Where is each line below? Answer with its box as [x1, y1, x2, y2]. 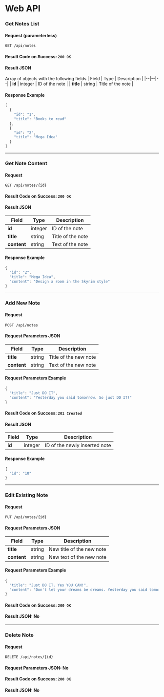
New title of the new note [48, 545, 106, 552]
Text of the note [52, 240, 88, 247]
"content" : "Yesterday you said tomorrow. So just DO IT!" [9, 395, 132, 400]
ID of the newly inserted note [44, 442, 111, 449]
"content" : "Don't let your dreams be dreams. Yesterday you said [9, 587, 147, 592]
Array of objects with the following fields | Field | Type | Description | [5, 76, 143, 82]
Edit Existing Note [5, 492, 48, 499]
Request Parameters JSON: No [5, 665, 69, 671]
